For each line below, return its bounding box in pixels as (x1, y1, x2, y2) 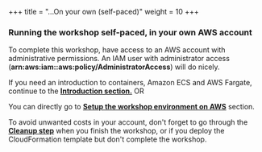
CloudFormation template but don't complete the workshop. (8, 134, 207, 144)
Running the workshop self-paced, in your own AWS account (8, 27, 252, 38)
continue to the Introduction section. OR (8, 86, 145, 96)
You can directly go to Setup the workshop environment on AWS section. (8, 102, 256, 112)
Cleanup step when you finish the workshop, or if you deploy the (8, 126, 225, 136)
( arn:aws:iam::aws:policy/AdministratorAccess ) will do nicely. (8, 62, 220, 72)
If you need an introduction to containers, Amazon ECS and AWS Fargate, (8, 78, 252, 88)
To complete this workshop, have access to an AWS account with (8, 45, 226, 55)
